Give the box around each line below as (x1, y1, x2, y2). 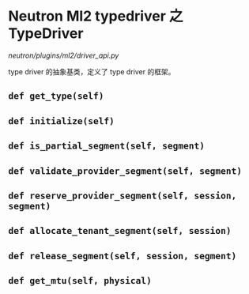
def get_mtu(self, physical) (8, 275, 153, 287)
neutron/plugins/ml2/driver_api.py (8, 51, 119, 60)
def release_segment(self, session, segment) (8, 250, 237, 262)
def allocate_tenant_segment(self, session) (8, 225, 232, 237)
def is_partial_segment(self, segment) (8, 140, 206, 152)
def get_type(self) (8, 90, 104, 102)
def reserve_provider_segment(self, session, (8, 190, 237, 202)
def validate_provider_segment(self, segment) (8, 165, 243, 176)
